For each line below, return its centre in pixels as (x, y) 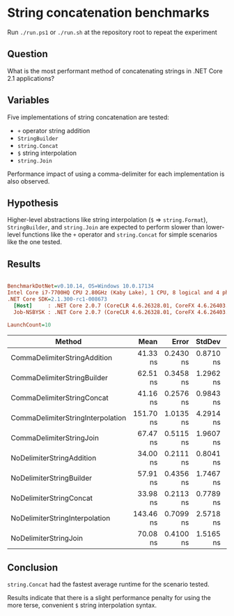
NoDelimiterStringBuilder (52, 478)
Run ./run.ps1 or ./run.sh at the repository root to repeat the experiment (112, 32)
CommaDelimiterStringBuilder (59, 378)
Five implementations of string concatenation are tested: (88, 117)
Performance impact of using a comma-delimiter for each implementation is (116, 174)
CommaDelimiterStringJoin (55, 438)
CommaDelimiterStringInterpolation (69, 418)
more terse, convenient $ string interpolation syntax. (82, 606)
